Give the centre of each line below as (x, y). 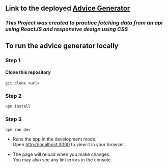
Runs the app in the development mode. (54, 139)
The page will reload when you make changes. (62, 154)
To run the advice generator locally (62, 46)
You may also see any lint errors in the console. (62, 160)
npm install (18, 106)
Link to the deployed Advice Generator (68, 8)
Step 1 (13, 60)
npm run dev (18, 130)
